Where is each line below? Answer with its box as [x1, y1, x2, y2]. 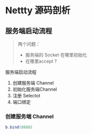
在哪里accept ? [25, 58, 57, 64]
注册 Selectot [12, 93, 41, 98]
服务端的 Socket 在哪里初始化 [25, 52, 87, 58]
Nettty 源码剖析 [5, 5, 71, 16]
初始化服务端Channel [12, 86, 57, 92]
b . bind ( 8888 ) [5, 125, 33, 130]
